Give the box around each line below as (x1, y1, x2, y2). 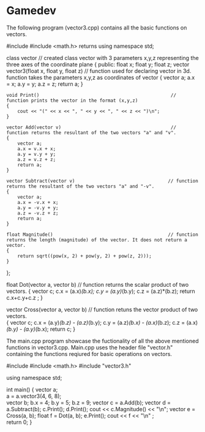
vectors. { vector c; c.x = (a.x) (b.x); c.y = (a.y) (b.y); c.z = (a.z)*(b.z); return (6, 287, 195, 295)
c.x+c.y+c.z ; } (6, 294, 43, 301)
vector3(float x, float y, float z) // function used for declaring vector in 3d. (6, 67, 192, 74)
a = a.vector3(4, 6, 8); (6, 392, 62, 400)
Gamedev (6, 4, 57, 18)
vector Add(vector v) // (6, 124, 176, 131)
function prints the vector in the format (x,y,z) (6, 97, 138, 104)
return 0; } (6, 418, 32, 426)
